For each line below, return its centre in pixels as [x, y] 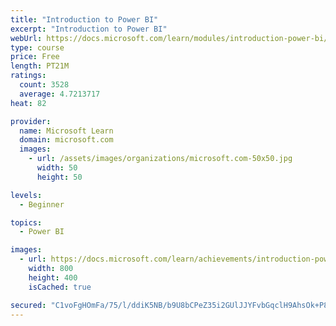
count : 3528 [44, 85]
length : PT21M [40, 66]
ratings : [28, 76]
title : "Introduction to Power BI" [84, 19]
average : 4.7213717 [60, 94]
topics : [26, 222]
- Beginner [42, 204]
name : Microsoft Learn [66, 131]
